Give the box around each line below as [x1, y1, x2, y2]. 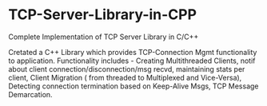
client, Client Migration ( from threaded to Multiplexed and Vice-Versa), [8, 73, 242, 82]
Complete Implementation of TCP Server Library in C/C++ [8, 32, 199, 41]
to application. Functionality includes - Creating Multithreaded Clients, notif [8, 56, 256, 65]
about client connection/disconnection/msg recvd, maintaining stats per [8, 64, 245, 73]
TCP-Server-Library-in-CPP [8, 6, 197, 24]
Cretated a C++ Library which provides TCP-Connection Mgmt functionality [8, 47, 257, 57]
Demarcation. [8, 89, 54, 99]
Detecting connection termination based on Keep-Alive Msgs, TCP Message [8, 81, 259, 91]
